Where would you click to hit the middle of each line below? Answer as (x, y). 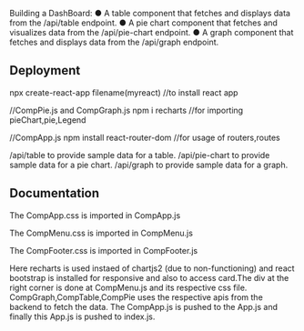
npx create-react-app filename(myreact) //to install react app (124, 92)
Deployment (45, 70)
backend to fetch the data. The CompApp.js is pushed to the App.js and (143, 306)
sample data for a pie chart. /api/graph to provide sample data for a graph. (149, 165)
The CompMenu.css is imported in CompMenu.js (101, 233)
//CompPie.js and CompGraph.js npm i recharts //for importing (127, 110)
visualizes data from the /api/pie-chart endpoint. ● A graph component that (152, 32)
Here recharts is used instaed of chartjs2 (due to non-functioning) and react (152, 268)
